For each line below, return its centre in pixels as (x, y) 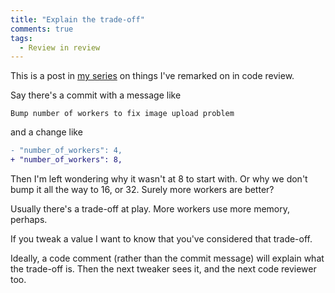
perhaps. (29, 219)
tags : (21, 38)
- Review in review (60, 47)
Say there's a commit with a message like (96, 95)
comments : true (42, 29)
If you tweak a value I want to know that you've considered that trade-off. (161, 239)
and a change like (46, 132)
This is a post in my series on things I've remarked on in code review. (152, 76)
